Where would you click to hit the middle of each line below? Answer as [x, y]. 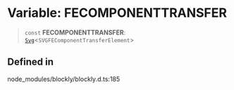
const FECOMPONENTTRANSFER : [75, 32]
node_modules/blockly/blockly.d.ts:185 [64, 79]
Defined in [31, 62]
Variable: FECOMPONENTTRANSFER [117, 13]
